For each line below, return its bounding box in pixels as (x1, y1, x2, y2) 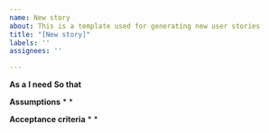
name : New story (9, 13, 70, 22)
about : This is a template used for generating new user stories (9, 22, 260, 31)
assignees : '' (9, 47, 63, 56)
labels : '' (9, 38, 51, 48)
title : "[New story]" (9, 30, 91, 39)
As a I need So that (9, 79, 82, 90)
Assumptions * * (9, 96, 74, 108)
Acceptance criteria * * (9, 114, 98, 125)
